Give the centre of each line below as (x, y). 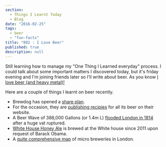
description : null (24, 52)
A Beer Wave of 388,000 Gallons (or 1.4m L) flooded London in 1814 (83, 117)
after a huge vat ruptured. (39, 123)
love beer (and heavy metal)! (35, 82)
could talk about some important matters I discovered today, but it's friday (82, 71)
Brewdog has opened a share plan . (49, 101)
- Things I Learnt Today (36, 15)
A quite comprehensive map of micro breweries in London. (73, 139)
